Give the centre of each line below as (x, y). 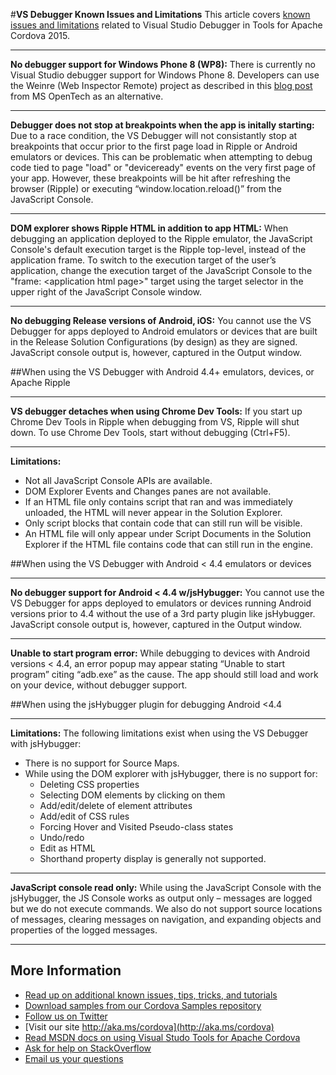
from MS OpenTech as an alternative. (87, 96)
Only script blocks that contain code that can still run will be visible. (163, 523)
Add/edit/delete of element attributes (116, 805)
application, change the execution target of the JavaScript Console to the (161, 270)
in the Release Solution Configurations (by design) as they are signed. (154, 342)
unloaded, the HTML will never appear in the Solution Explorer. (153, 512)
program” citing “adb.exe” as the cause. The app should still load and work (164, 674)
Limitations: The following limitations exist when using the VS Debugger (159, 733)
